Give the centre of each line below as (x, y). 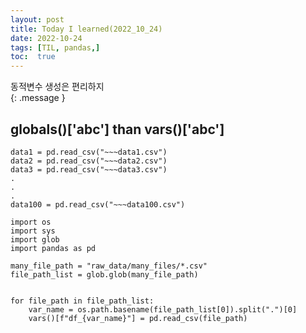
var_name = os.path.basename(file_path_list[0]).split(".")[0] (163, 309)
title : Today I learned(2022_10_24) (86, 29)
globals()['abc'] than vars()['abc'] (117, 129)
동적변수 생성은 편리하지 (57, 87)
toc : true (33, 57)
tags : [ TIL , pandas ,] (55, 47)
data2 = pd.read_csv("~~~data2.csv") (89, 161)
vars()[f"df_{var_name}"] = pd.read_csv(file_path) (138, 318)
